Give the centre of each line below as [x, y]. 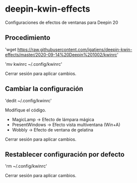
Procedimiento [28, 38]
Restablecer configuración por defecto [65, 154]
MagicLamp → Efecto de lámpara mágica [53, 119]
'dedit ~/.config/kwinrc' [28, 100]
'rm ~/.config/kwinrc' [26, 166]
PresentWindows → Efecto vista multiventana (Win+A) [66, 125]
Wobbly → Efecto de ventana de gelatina [53, 129]
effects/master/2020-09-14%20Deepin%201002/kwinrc [61, 55]
